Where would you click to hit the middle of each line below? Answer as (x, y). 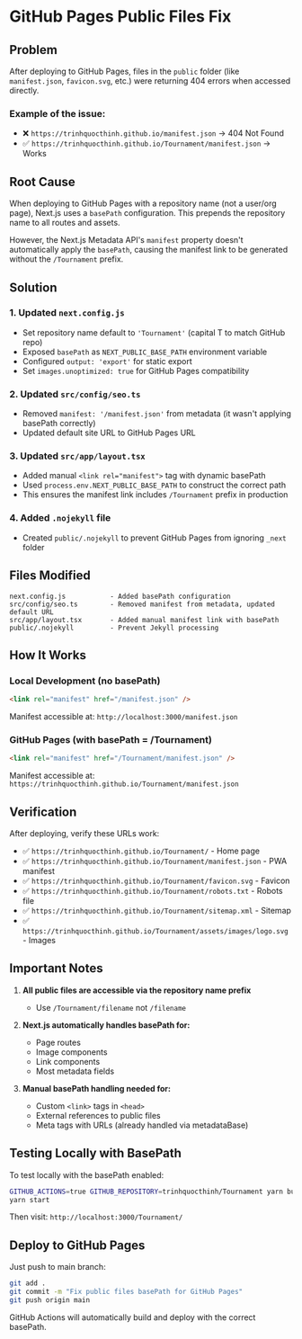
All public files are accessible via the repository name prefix (137, 990)
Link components (68, 1061)
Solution (33, 287)
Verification (43, 812)
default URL (31, 612)
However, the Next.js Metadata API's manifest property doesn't (127, 240)
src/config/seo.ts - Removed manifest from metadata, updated (142, 604)
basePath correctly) (59, 424)
